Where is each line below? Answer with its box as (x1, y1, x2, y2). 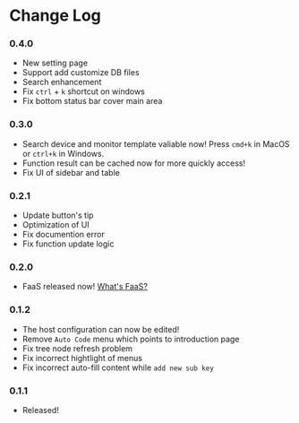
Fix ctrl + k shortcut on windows (21, 86, 146, 97)
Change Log (9, 5, 101, 26)
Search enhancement (21, 77, 102, 88)
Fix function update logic (21, 238, 115, 249)
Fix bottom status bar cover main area (21, 96, 163, 107)
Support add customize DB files (21, 67, 141, 78)
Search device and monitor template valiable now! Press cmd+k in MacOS (21, 138, 290, 149)
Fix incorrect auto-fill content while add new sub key (21, 362, 215, 373)
